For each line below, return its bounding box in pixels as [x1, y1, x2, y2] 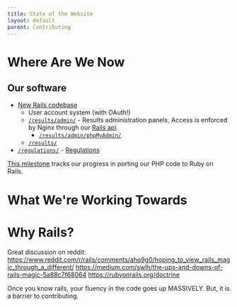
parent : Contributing [7, 23, 71, 30]
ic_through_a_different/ [7, 262, 74, 271]
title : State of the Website [7, 10, 93, 18]
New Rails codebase [17, 100, 78, 110]
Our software [7, 82, 67, 94]
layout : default [7, 17, 55, 24]
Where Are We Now [7, 54, 125, 70]
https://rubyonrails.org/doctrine [88, 270, 180, 279]
